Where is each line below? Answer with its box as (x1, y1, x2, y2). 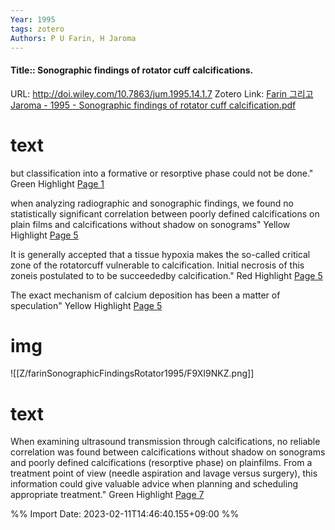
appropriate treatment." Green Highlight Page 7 (10, 489, 205, 501)
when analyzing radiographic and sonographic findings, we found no (10, 197, 294, 209)
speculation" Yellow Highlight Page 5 (10, 299, 163, 311)
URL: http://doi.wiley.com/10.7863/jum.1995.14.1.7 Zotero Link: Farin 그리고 (10, 87, 314, 100)
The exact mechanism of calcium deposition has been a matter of (10, 289, 281, 301)
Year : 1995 (10, 14, 56, 25)
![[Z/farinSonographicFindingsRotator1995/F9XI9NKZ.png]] (10, 367, 255, 380)
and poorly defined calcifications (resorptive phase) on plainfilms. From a (10, 457, 313, 469)
